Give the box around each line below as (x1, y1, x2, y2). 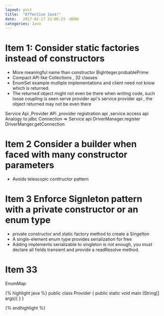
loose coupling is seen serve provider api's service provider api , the (12, 96, 153, 102)
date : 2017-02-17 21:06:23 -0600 (5, 16, 79, 21)
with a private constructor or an (5, 204, 138, 215)
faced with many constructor (5, 149, 128, 160)
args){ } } (5, 296, 24, 301)
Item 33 (5, 264, 38, 275)
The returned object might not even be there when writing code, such (12, 90, 155, 97)
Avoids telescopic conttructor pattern (12, 176, 89, 182)
